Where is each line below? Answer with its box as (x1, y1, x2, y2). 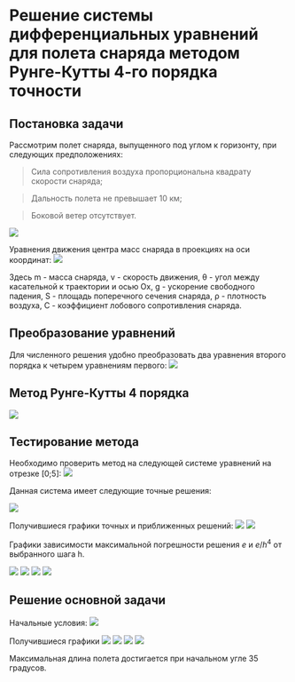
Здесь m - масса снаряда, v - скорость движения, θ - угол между (9, 272, 260, 282)
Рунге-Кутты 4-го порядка (9, 62, 219, 83)
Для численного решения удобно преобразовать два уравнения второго (9, 349, 286, 360)
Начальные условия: (9, 617, 88, 628)
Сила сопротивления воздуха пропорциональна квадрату (30, 166, 252, 177)
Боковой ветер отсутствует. (30, 210, 137, 220)
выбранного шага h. (9, 549, 85, 559)
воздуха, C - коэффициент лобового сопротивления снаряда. (9, 300, 242, 311)
